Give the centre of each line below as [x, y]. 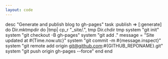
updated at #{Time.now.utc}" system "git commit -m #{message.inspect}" [83, 40]
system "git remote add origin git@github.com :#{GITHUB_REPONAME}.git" [84, 45]
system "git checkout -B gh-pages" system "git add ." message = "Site [80, 35]
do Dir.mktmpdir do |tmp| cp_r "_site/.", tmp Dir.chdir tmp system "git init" [82, 29]
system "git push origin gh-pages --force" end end [59, 51]
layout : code [19, 10]
